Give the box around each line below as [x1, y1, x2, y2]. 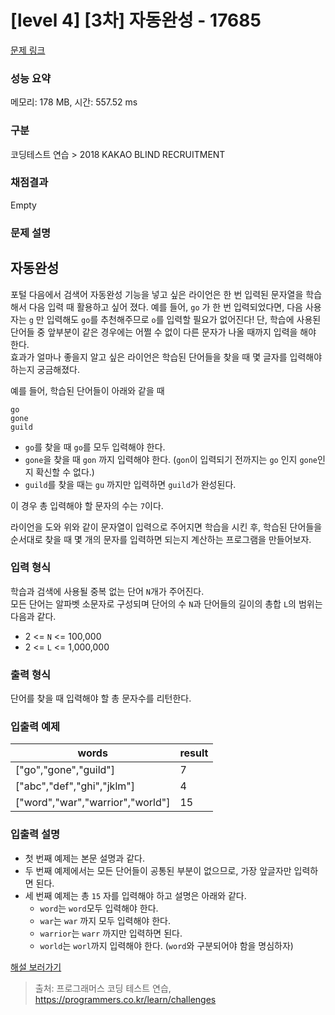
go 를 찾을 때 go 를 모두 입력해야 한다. [24, 441, 166, 453]
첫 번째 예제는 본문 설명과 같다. [24, 852, 145, 864]
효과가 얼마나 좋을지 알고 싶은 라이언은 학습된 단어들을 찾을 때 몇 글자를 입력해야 [10, 351, 323, 363]
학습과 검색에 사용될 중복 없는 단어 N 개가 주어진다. [10, 585, 205, 597]
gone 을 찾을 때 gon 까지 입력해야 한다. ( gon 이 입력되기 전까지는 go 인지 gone [24, 453, 318, 465]
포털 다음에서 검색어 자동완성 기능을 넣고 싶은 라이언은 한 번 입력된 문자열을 [10, 288, 304, 300]
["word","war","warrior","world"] [15, 796, 171, 810]
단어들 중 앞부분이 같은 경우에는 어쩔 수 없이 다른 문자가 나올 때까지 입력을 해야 [10, 326, 317, 338]
